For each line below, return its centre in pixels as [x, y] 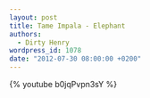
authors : [25, 34]
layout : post [33, 17]
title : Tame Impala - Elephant [67, 26]
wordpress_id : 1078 [46, 51]
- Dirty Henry [43, 42]
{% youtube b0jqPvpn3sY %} [63, 84]
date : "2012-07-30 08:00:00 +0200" [75, 59]
